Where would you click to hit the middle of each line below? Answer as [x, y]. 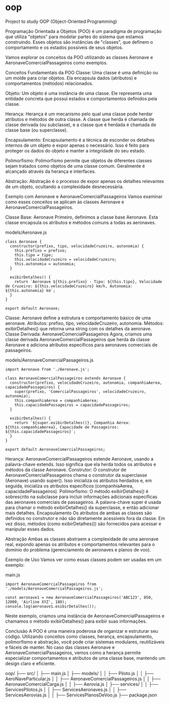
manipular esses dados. [30, 529]
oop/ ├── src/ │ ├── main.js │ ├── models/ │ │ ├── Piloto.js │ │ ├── [79, 673]
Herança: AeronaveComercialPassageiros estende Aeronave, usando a [79, 459]
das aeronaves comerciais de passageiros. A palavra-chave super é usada [83, 502]
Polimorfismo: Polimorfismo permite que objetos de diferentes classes [79, 160]
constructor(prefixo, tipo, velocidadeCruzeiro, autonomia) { [77, 246]
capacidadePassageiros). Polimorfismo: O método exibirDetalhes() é [77, 491]
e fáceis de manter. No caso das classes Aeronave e [60, 647]
